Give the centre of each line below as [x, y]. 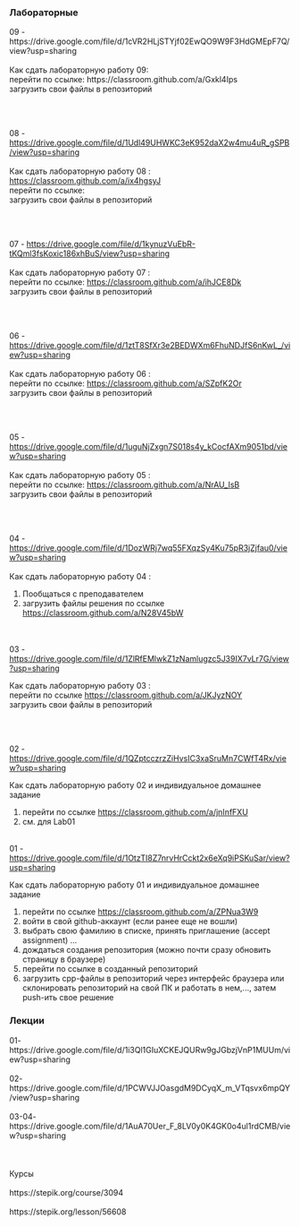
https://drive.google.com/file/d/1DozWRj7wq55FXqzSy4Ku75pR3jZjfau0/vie [149, 548]
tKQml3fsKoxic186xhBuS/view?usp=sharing [90, 253]
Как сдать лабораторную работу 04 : [80, 577]
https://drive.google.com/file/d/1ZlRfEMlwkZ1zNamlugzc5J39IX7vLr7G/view [150, 659]
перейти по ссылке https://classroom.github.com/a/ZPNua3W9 [140, 912]
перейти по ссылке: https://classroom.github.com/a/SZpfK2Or [126, 383]
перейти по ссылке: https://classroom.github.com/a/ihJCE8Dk [125, 282]
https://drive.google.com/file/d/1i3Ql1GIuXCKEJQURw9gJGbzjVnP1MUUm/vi [150, 1050]
